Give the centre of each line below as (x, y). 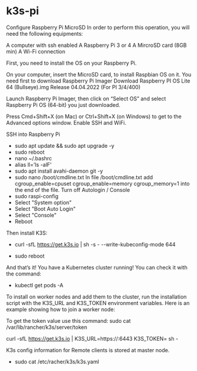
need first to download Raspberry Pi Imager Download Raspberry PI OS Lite (98, 81)
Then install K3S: (27, 233)
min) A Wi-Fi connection (36, 51)
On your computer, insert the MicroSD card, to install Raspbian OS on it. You (99, 74)
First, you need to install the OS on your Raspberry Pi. (72, 63)
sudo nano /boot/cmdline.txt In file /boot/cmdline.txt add (84, 177)
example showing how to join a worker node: (61, 309)
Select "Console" (36, 215)
